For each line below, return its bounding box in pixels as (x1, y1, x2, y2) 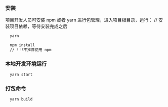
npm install (10, 43, 35, 48)
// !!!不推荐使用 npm (10, 47, 52, 53)
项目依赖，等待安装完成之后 (9, 23, 67, 29)
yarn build (10, 97, 33, 102)
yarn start (10, 72, 33, 77)
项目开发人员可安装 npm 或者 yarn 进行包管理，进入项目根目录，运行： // (5, 17, 158, 23)
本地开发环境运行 (5, 60, 47, 67)
